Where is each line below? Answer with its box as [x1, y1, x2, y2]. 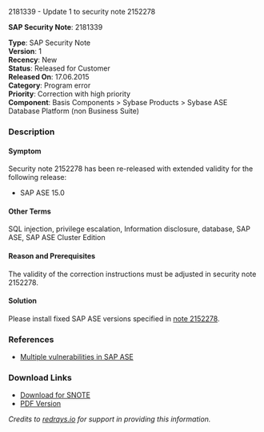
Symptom [8, 146, 42, 156]
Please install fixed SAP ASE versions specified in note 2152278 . [8, 313, 220, 324]
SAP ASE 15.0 [19, 188, 66, 198]
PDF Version [19, 399, 62, 409]
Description [8, 126, 55, 137]
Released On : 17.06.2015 [8, 72, 90, 81]
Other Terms [8, 206, 52, 216]
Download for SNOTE [19, 390, 90, 400]
